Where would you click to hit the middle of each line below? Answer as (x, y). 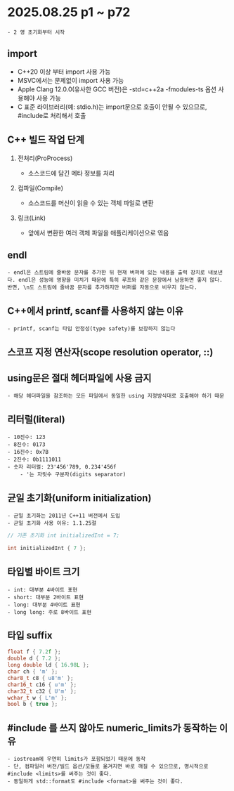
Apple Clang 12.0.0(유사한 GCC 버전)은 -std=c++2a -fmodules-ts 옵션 (117, 89)
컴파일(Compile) (40, 188)
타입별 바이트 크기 (44, 572)
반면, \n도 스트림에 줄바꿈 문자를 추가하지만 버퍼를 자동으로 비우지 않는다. (103, 288)
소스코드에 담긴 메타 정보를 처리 (71, 173)
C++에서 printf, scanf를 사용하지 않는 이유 (96, 311)
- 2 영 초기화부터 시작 (36, 32)
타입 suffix (30, 635)
